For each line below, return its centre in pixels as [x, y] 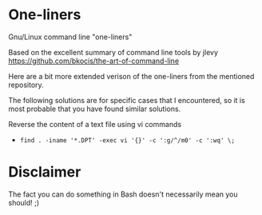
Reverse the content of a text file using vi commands [95, 124]
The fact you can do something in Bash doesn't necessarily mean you [123, 194]
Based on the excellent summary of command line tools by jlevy [113, 52]
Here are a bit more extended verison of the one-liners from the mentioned [131, 76]
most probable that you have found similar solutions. [95, 109]
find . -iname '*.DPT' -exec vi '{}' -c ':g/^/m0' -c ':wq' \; [127, 140]
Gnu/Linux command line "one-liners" [70, 37]
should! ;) [24, 202]
